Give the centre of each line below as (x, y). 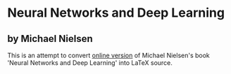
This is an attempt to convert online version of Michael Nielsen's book (108, 55)
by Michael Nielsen (50, 39)
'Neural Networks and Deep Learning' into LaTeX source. (90, 63)
